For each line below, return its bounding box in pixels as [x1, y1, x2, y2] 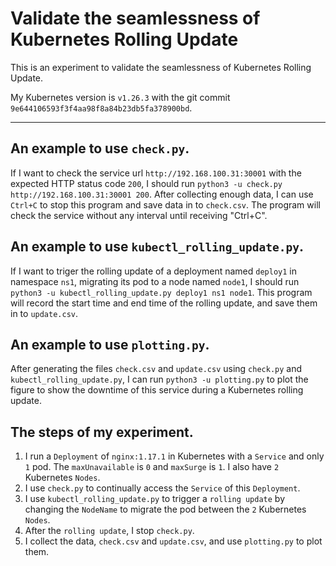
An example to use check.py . [10, 140, 190, 157]
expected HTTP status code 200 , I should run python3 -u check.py [10, 177, 283, 189]
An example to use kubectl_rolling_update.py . [10, 238, 304, 256]
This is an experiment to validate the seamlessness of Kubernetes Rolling [10, 61, 312, 73]
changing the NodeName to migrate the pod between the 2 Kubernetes [24, 503, 307, 516]
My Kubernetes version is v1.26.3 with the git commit [10, 91, 231, 103]
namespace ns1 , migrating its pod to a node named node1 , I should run [10, 275, 300, 287]
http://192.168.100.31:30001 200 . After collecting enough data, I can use [10, 188, 314, 200]
